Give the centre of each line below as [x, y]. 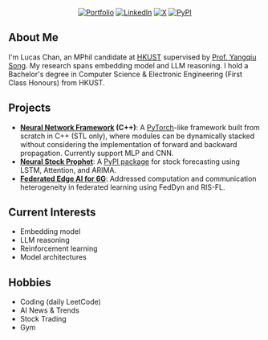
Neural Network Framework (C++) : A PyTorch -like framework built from [140, 127]
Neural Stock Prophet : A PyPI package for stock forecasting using [130, 162]
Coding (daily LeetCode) [61, 302]
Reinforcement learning [59, 248]
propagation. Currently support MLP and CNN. [97, 153]
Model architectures [53, 257]
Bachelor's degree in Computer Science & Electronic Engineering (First [126, 74]
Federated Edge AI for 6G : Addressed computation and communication [138, 178]
